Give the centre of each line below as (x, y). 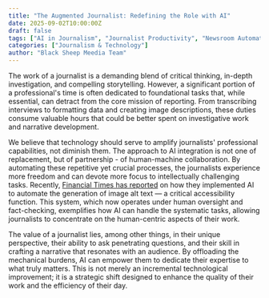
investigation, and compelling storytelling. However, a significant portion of (132, 84)
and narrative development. (54, 127)
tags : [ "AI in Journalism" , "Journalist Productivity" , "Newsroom (121, 38)
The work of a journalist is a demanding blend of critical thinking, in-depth (130, 76)
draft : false (30, 30)
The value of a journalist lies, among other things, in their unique (114, 234)
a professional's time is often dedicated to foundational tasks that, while (127, 93)
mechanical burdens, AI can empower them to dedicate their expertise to (128, 260)
